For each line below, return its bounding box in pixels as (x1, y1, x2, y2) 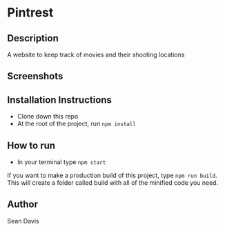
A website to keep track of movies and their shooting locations (7, 50, 185, 59)
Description (7, 32, 59, 44)
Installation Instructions (7, 94, 112, 106)
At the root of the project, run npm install (17, 119, 137, 128)
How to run (7, 139, 56, 151)
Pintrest (7, 5, 54, 21)
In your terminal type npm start (17, 158, 106, 166)
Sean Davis (7, 217, 39, 225)
